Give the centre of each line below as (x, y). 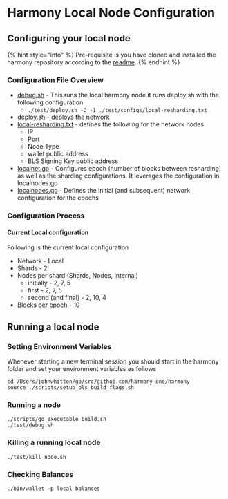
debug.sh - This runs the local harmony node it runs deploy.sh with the (118, 95)
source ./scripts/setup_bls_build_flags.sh (71, 388)
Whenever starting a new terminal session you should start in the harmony (113, 361)
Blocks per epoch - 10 (48, 305)
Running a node (34, 405)
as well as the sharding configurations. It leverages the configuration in (118, 176)
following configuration (50, 102)
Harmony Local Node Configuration (111, 13)
